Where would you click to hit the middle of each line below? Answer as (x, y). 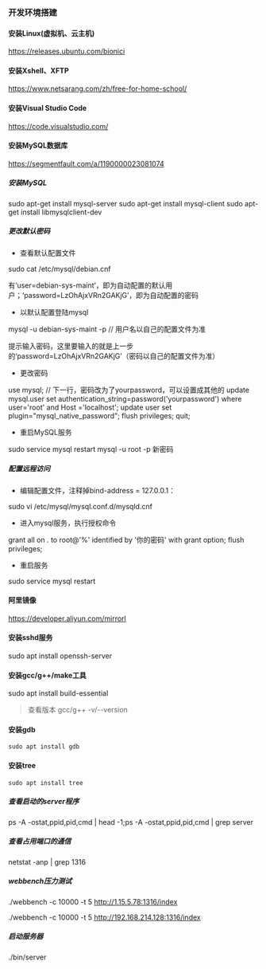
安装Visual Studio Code (48, 108)
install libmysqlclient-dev (62, 212)
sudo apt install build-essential (58, 693)
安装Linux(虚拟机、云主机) (52, 33)
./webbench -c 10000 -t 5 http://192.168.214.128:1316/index (104, 917)
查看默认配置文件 (48, 253)
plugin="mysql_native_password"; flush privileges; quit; (99, 415)
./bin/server (27, 957)
